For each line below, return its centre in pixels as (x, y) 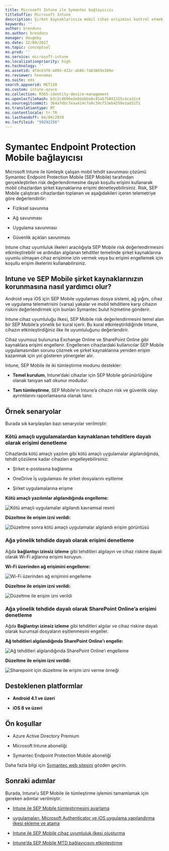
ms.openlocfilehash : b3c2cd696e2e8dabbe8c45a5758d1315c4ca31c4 (73, 99)
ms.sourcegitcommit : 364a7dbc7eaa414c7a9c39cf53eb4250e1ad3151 (73, 104)
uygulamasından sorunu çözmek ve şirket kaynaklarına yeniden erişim (78, 351)
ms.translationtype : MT (30, 108)
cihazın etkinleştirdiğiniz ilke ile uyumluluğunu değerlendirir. (67, 330)
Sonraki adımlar (30, 781)
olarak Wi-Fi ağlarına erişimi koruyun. (44, 557)
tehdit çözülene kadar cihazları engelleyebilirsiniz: (57, 459)
